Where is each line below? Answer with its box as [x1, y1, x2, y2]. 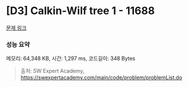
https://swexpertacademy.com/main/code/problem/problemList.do [20, 74, 183, 81]
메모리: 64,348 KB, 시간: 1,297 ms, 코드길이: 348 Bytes [6, 55, 136, 62]
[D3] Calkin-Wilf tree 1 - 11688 [6, 4, 155, 18]
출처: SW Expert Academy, [20, 68, 85, 75]
